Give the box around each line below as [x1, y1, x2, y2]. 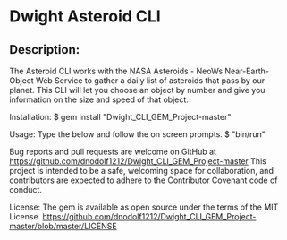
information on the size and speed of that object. [9, 94, 190, 105]
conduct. [9, 184, 43, 194]
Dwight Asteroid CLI [9, 6, 161, 27]
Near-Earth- [224, 65, 270, 76]
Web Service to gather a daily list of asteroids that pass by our [35, 75, 266, 86]
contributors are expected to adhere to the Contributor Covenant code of [9, 175, 279, 185]
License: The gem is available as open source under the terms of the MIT [9, 201, 279, 212]
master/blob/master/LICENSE [9, 221, 118, 231]
